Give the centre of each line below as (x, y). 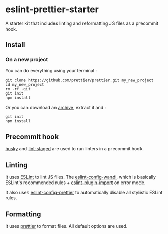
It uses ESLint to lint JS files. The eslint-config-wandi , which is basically (81, 177)
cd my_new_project (25, 84)
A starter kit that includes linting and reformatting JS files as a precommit (82, 23)
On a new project (27, 60)
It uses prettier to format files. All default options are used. (66, 226)
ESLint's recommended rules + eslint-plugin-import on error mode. (75, 183)
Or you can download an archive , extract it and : (56, 107)
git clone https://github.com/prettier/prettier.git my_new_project (79, 80)
